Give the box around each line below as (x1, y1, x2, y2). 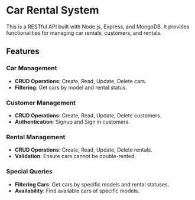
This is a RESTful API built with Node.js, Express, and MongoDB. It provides (6, 23, 190, 30)
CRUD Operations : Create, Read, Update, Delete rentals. (14, 146, 152, 153)
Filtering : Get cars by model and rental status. (14, 84, 127, 91)
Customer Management (6, 99, 76, 107)
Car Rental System (6, 4, 99, 17)
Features (6, 47, 40, 57)
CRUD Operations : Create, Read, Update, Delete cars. (14, 77, 147, 84)
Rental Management (6, 133, 66, 141)
